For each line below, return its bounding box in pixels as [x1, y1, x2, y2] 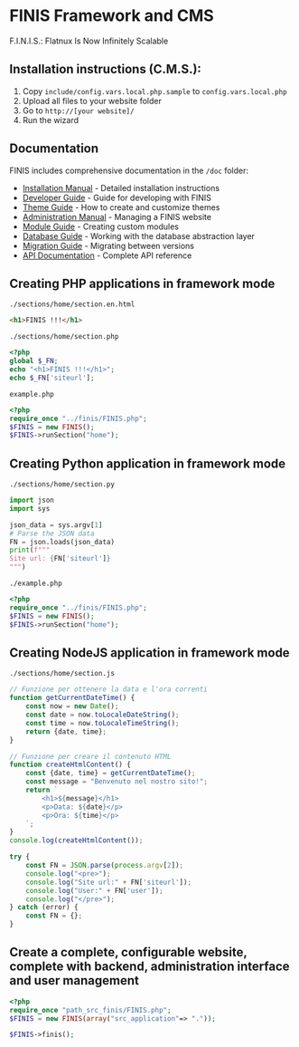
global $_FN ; [9, 357, 59, 366]
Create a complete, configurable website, [9, 945, 248, 960]
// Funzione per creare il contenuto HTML [9, 752, 172, 761]
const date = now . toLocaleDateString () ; [25, 710, 180, 719]
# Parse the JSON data [9, 529, 95, 538]
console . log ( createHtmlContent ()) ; [9, 836, 144, 845]
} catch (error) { [9, 903, 79, 912]
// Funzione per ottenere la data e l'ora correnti [9, 685, 208, 694]
